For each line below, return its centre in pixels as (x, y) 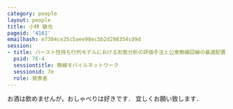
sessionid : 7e (34, 72)
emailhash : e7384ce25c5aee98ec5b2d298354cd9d (74, 40)
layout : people (29, 20)
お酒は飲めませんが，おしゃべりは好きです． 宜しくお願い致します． (105, 99)
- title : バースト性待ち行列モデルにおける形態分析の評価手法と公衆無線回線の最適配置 (116, 53)
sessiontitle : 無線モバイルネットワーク (66, 65)
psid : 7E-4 (29, 59)
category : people (32, 14)
